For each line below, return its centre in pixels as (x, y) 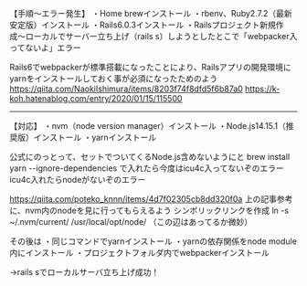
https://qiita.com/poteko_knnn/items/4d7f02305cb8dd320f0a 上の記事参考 (151, 199)
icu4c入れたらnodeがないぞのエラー (78, 180)
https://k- (263, 89)
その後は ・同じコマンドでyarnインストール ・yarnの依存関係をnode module (153, 241)
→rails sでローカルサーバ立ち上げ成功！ (85, 272)
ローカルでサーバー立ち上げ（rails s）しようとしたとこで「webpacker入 (161, 36)
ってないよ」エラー (46, 48)
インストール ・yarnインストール (95, 137)
